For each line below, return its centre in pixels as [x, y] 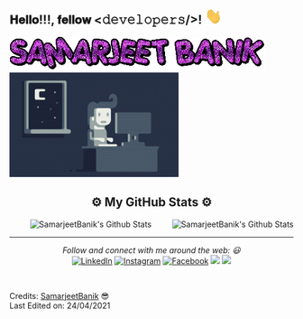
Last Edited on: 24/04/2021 [60, 305]
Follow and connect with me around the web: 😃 [151, 250]
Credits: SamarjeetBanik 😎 [60, 296]
